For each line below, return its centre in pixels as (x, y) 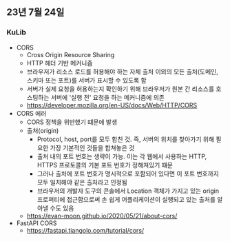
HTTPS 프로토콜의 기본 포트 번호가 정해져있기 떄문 (105, 165)
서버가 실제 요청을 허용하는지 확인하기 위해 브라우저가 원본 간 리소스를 (121, 89)
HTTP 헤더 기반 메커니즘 (60, 63)
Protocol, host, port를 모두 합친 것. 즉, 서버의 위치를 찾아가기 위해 (126, 139)
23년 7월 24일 (35, 12)
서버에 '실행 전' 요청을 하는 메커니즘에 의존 (107, 97)
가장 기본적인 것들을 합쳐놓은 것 (92, 147)
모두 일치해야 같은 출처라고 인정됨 (82, 182)
